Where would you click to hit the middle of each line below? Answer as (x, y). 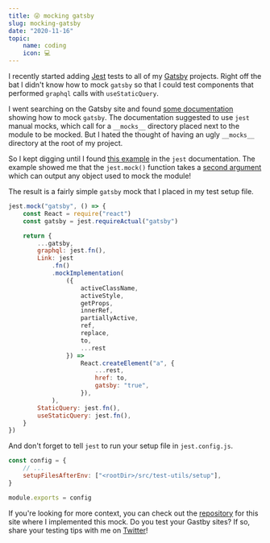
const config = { (37, 461)
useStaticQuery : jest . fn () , (84, 416)
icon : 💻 (37, 53)
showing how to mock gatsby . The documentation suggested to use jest (129, 117)
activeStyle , (102, 296)
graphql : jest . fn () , (72, 251)
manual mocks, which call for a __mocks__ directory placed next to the (124, 126)
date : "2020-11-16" (41, 31)
